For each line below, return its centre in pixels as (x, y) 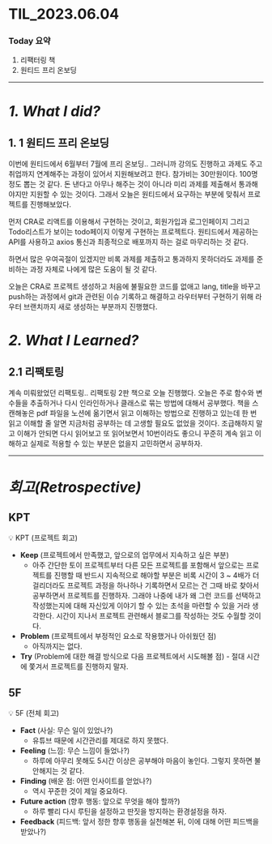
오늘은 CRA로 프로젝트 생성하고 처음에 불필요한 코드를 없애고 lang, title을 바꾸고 (135, 287)
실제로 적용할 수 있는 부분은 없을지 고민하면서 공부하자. (116, 443)
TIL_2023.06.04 (64, 14)
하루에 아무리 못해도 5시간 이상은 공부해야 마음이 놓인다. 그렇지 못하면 (142, 761)
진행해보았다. (50, 204)
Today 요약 (30, 41)
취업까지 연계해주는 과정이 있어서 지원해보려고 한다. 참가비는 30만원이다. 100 (130, 174)
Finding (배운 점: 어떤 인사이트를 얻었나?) (86, 781)
